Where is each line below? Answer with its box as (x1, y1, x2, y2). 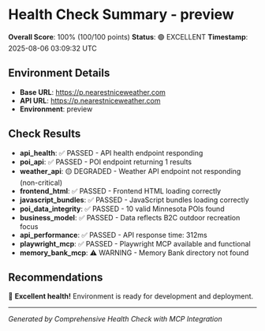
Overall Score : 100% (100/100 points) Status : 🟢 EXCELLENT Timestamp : (8, 32, 248, 41)
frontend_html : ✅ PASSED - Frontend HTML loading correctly (19, 186, 222, 195)
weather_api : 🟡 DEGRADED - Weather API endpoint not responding (19, 166, 241, 175)
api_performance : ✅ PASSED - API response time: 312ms (19, 230, 207, 239)
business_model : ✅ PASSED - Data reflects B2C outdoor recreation (19, 213, 241, 222)
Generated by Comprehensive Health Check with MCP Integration (8, 314, 222, 324)
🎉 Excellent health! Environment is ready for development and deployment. (8, 292, 254, 301)
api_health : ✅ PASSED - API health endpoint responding (19, 148, 203, 157)
